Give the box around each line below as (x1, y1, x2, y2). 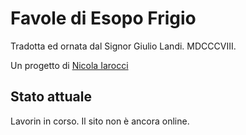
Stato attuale (10, 88, 92, 106)
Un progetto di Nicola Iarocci (10, 59, 129, 71)
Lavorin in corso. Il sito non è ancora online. (10, 115, 190, 127)
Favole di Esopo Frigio (10, 7, 197, 30)
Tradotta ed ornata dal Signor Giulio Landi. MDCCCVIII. (10, 40, 237, 52)
